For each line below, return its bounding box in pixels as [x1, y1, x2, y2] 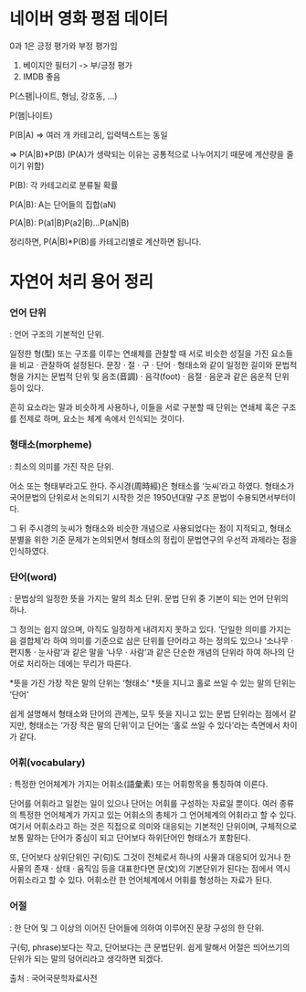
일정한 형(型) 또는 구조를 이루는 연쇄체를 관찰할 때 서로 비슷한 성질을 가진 [9, 348, 269, 359]
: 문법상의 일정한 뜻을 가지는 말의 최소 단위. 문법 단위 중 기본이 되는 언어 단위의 [9, 593, 290, 604]
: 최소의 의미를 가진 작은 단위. [9, 460, 114, 471]
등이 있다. [9, 383, 44, 394]
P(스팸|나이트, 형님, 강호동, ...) [9, 90, 118, 101]
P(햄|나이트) [9, 110, 53, 121]
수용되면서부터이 [236, 491, 296, 502]
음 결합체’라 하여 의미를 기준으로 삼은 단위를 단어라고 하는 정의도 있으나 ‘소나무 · [9, 636, 294, 647]
